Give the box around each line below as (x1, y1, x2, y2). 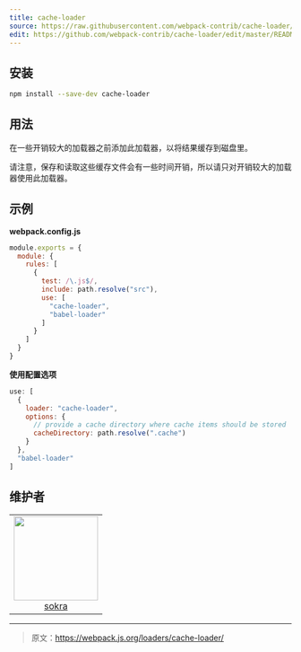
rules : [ (25, 260, 58, 269)
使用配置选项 (9, 369, 56, 380)
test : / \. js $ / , (41, 277, 99, 286)
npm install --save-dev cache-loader (9, 90, 150, 99)
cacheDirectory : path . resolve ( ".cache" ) (32, 428, 186, 438)
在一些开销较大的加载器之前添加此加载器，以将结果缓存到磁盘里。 (9, 142, 253, 153)
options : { (25, 412, 66, 421)
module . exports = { (9, 243, 82, 252)
